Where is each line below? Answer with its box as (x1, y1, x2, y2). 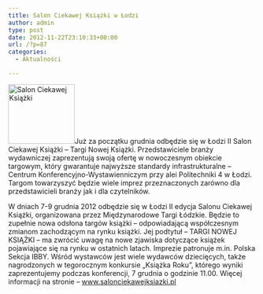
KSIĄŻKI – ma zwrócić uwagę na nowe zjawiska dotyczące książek (8, 235, 225, 244)
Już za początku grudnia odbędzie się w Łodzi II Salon (74, 136, 252, 145)
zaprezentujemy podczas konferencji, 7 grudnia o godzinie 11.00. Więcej (8, 268, 243, 277)
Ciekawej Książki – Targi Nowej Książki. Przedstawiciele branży (8, 145, 214, 154)
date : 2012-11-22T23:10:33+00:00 (8, 33, 118, 42)
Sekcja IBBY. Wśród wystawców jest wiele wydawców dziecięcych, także (8, 252, 246, 261)
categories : (8, 48, 47, 56)
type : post (8, 26, 44, 34)
